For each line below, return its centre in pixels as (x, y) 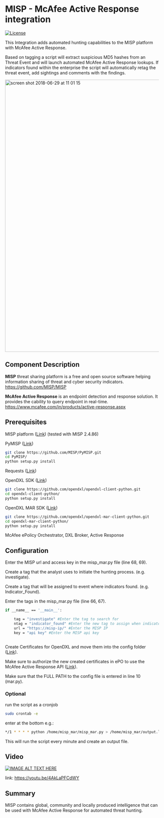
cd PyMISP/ (16, 457)
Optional (15, 694)
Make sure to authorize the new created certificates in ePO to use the (75, 661)
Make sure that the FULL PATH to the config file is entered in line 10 (73, 676)
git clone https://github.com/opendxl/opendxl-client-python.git (73, 489)
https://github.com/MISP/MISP (36, 387)
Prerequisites (26, 422)
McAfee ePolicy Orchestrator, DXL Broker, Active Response (65, 535)
